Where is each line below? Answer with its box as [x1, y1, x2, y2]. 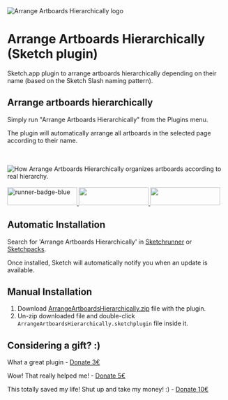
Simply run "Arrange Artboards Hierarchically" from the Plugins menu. [7, 115, 208, 124]
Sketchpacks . [7, 244, 47, 253]
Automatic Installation [7, 219, 106, 231]
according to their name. [7, 136, 78, 145]
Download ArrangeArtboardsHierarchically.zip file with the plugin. [17, 304, 206, 313]
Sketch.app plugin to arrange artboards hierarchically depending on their [7, 69, 217, 77]
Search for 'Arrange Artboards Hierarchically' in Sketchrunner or [7, 237, 192, 246]
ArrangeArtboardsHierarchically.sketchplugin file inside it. [17, 319, 188, 327]
